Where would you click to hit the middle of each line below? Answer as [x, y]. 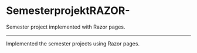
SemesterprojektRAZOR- [68, 11]
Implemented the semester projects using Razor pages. [73, 43]
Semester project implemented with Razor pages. [66, 27]
